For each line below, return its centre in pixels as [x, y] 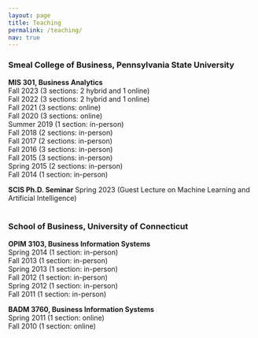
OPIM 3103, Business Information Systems [79, 243]
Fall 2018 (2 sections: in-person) [61, 132]
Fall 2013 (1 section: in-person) [58, 260]
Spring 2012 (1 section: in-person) [63, 285]
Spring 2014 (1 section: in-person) [63, 252]
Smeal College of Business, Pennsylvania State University [121, 65]
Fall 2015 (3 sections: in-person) [61, 158]
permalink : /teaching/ [45, 30]
